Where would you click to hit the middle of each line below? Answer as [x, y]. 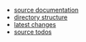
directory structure [41, 17]
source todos [33, 32]
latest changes [35, 24]
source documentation [46, 10]
